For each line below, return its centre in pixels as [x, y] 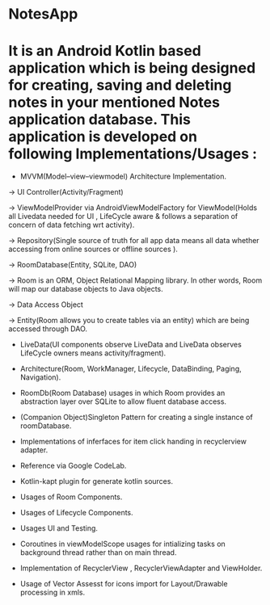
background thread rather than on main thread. [98, 552]
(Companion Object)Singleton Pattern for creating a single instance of [136, 418]
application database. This [100, 120]
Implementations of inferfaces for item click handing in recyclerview [133, 442]
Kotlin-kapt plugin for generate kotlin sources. [97, 481]
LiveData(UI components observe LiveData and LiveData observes [131, 345]
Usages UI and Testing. [59, 528]
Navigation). [40, 377]
